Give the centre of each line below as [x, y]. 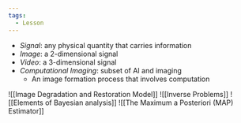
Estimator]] [26, 110]
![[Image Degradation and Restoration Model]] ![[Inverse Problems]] [119, 94]
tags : [17, 15]
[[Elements [26, 102]
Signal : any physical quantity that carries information [105, 45]
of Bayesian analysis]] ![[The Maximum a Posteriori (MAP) [139, 102]
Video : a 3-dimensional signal [68, 62]
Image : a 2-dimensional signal [69, 54]
